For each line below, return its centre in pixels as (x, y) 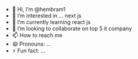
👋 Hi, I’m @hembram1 (39, 9)
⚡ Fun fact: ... (29, 51)
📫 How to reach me (37, 35)
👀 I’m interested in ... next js (47, 16)
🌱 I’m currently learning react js (51, 22)
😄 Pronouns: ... (32, 44)
